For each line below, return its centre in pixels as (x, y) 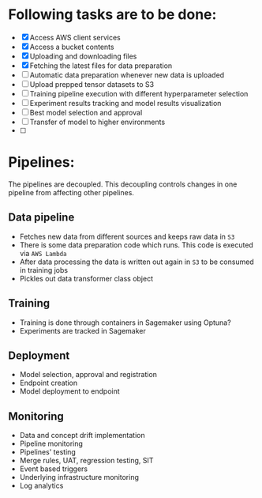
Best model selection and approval (86, 112)
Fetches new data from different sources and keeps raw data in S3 (127, 236)
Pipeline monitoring (51, 443)
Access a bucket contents (72, 47)
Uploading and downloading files (83, 56)
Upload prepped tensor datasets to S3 (92, 84)
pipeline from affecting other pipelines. (71, 192)
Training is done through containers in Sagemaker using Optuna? (125, 323)
